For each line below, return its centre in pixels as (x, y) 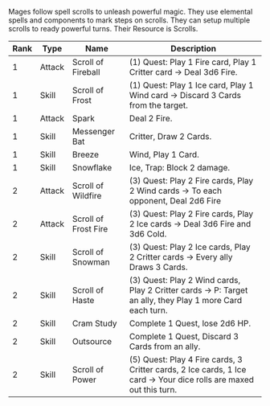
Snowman (91, 262)
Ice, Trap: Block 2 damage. (180, 168)
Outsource (92, 341)
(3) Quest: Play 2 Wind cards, (185, 280)
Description (194, 49)
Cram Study (94, 323)
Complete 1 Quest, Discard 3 (184, 336)
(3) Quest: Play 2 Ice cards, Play (190, 247)
